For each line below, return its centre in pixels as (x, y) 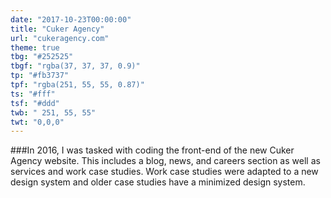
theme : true (35, 47)
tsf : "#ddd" (35, 103)
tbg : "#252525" (42, 57)
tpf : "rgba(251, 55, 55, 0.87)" (77, 85)
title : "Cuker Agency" (57, 29)
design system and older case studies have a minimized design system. (158, 182)
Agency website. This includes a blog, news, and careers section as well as (165, 161)
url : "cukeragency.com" (60, 38)
